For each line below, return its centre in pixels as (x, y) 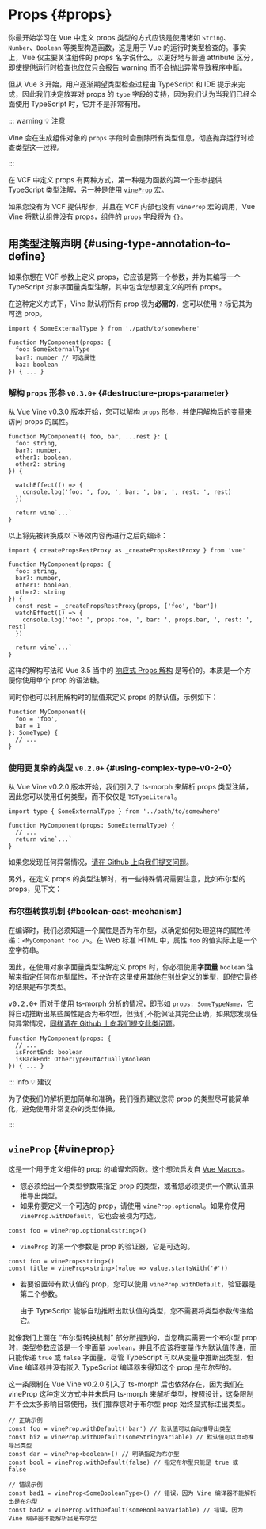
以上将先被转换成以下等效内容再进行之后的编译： (88, 536)
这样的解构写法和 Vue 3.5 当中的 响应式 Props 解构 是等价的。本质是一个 (126, 671)
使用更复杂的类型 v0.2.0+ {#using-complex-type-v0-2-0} (120, 768)
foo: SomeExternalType (53, 349)
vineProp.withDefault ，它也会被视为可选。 (90, 1216)
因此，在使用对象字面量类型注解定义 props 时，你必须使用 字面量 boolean (127, 967)
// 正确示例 (26, 1420)
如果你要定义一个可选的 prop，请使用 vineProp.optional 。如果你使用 (132, 1206)
